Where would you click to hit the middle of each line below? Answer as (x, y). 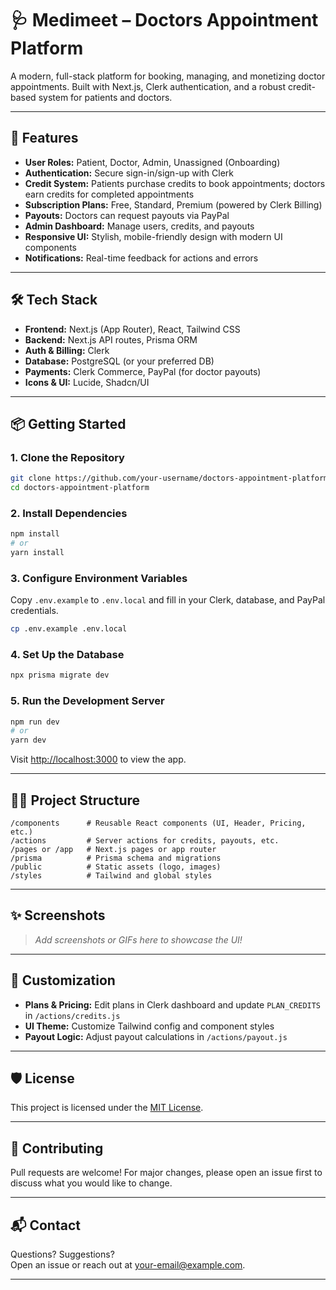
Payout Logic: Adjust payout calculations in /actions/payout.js (156, 1036)
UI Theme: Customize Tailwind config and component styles (149, 1026)
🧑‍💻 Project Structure (75, 800)
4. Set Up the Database (67, 655)
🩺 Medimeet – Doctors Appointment (164, 20)
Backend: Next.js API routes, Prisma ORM (111, 339)
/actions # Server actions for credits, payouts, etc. (145, 841)
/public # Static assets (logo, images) (116, 867)
